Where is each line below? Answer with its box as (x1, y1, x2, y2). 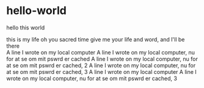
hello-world (6, 4, 67, 18)
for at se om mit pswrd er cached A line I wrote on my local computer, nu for (6, 55, 199, 62)
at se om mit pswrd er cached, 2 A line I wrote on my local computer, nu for (6, 62, 196, 69)
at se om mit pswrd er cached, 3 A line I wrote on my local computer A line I (6, 68, 197, 75)
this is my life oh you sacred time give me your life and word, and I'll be (6, 35, 185, 43)
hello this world (6, 24, 45, 31)
